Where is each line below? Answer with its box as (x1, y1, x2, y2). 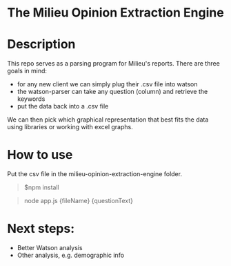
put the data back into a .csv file (17, 102, 109, 111)
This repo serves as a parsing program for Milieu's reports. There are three (7, 59, 221, 68)
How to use (7, 147, 73, 163)
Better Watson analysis (17, 244, 83, 251)
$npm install (23, 183, 60, 191)
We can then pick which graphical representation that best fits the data (7, 115, 209, 124)
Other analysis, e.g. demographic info (17, 251, 125, 259)
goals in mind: (7, 67, 47, 75)
